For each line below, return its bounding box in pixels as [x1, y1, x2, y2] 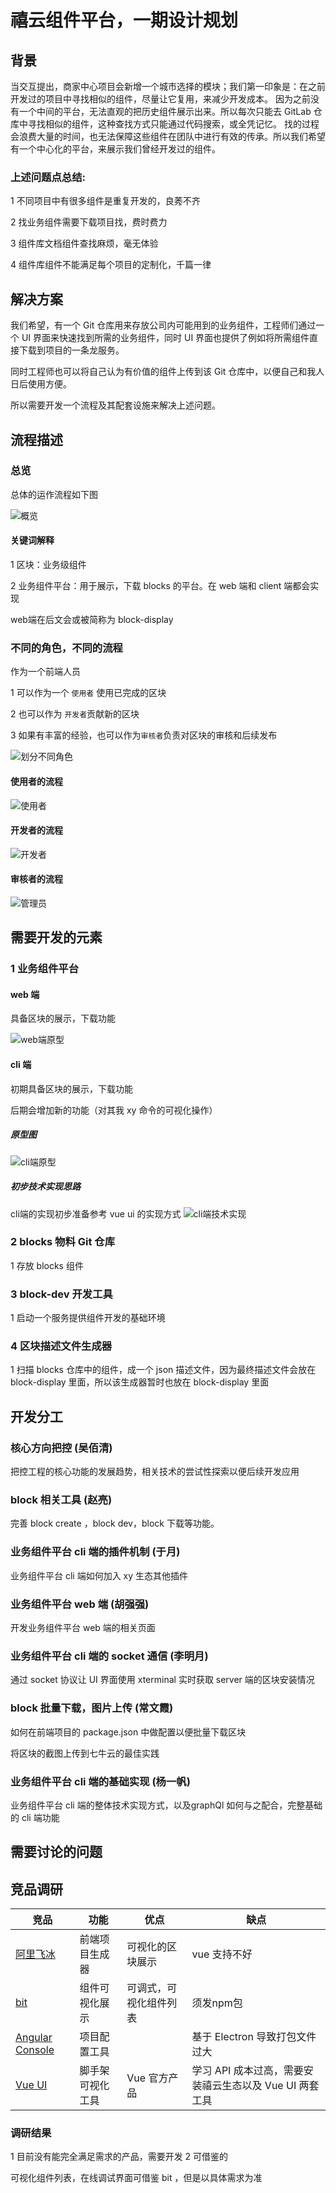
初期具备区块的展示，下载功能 [10, 1082, 133, 1095]
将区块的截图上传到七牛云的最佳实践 [10, 1747, 160, 1759]
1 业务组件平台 [10, 962, 80, 976]
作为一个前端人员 [10, 666, 81, 678]
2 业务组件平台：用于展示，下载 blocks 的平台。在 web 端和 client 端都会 [10, 580, 311, 591]
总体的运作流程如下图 [10, 488, 98, 500]
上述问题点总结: [10, 170, 86, 184]
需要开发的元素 [10, 929, 103, 946]
